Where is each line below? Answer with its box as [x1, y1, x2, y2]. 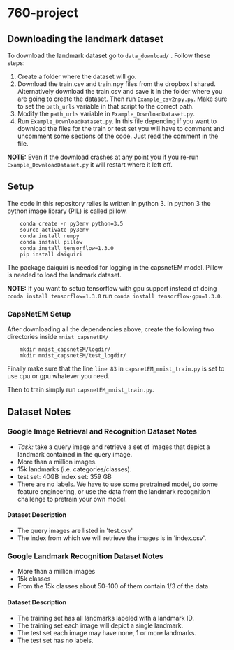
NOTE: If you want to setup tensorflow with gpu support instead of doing [7, 284, 217, 292]
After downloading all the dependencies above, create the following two [7, 325, 214, 333]
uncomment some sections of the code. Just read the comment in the [17, 132, 219, 140]
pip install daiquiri [20, 251, 82, 258]
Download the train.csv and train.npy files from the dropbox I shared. [17, 80, 217, 88]
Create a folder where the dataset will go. [17, 72, 137, 81]
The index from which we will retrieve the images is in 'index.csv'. [17, 534, 207, 542]
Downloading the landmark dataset [7, 33, 164, 45]
